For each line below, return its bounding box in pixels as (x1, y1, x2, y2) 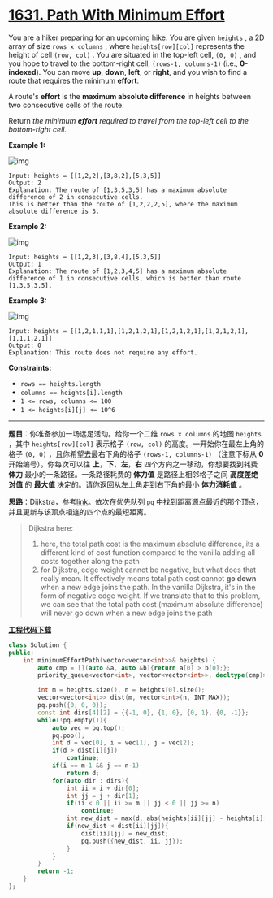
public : (8, 649, 35, 657)
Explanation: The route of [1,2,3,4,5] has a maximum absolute (8, 267, 227, 275)
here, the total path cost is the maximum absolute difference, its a (40, 539, 260, 549)
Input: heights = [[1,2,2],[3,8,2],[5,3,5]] (8, 171, 162, 180)
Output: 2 (8, 179, 42, 187)
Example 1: (8, 140, 46, 150)
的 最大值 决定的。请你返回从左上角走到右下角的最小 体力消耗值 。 (24, 479, 246, 489)
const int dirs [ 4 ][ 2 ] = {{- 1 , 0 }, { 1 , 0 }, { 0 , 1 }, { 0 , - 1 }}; (37, 709, 249, 717)
